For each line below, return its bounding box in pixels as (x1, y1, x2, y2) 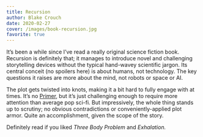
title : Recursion (6, 9, 51, 15)
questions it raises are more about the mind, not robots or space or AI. (6, 74, 183, 82)
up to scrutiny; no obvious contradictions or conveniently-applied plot (6, 105, 182, 113)
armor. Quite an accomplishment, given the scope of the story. (6, 112, 164, 119)
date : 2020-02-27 (6, 20, 51, 26)
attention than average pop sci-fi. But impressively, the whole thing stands (6, 99, 194, 107)
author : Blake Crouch (6, 15, 62, 21)
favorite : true (6, 32, 45, 38)
